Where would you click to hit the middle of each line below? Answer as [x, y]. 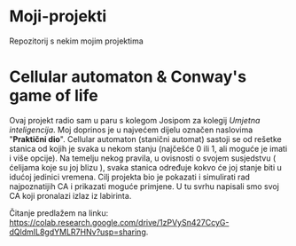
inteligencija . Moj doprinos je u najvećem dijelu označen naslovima [131, 130]
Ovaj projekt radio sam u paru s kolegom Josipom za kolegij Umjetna [135, 120]
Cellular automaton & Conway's [128, 77]
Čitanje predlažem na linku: [59, 213]
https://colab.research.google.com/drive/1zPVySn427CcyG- [119, 222]
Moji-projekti [58, 16]
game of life [54, 96]
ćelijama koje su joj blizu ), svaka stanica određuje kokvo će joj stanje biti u [145, 167]
